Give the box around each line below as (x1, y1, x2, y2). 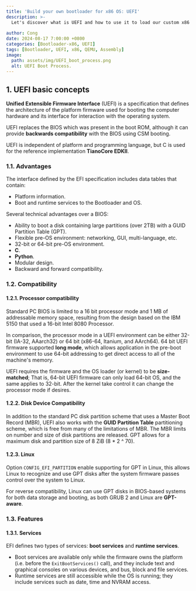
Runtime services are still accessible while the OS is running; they (14, 572, 173, 579)
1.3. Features (6, 514, 44, 523)
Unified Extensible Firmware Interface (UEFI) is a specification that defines (6, 100, 189, 107)
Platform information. (14, 193, 66, 200)
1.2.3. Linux (6, 451, 35, 458)
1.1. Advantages (6, 162, 51, 170)
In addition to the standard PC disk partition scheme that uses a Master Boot (6, 413, 190, 420)
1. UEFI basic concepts (6, 84, 90, 94)
